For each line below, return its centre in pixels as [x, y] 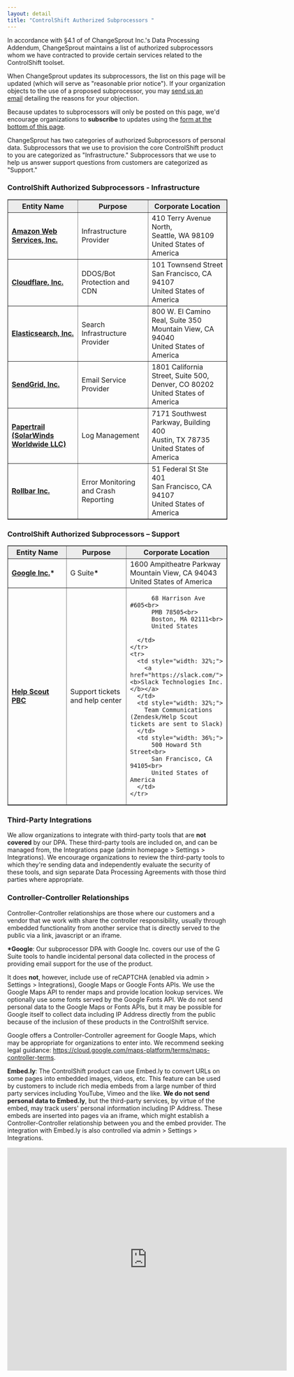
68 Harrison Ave [178, 598]
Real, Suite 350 [177, 320]
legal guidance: [29, 1050]
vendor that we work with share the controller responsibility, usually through [117, 920]
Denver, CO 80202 [183, 384]
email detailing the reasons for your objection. [73, 98]
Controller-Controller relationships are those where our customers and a [111, 913]
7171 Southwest [179, 413]
